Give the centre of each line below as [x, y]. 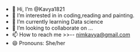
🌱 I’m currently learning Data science [57, 22]
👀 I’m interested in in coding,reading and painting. [73, 15]
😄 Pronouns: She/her [39, 43]
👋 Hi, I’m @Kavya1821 [38, 9]
